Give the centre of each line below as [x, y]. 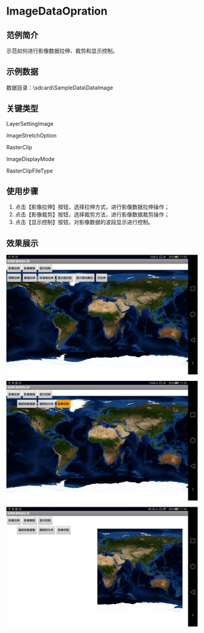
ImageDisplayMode [30, 159]
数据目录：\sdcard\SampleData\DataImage [60, 87]
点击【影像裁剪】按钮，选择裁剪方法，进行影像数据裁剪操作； [92, 214]
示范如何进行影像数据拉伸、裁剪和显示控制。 [62, 51]
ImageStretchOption [32, 135]
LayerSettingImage [30, 123]
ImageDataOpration [57, 11]
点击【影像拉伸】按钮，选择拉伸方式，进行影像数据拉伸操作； [92, 207]
